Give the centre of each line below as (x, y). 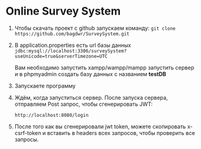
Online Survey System (63, 11)
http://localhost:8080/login (51, 115)
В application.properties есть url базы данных (73, 45)
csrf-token (28, 133)
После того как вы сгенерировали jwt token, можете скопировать (100, 126)
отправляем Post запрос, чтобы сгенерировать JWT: (83, 104)
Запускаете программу (45, 86)
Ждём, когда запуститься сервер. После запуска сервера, (91, 97)
